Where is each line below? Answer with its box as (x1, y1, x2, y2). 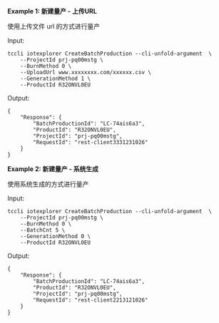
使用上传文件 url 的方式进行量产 (7, 22, 101, 31)
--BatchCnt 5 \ (20, 227, 66, 234)
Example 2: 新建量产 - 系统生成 (7, 165, 98, 173)
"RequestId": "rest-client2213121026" (33, 297, 148, 304)
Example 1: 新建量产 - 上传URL (7, 7, 98, 15)
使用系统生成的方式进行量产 (7, 180, 89, 188)
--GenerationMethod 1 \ (20, 75, 91, 82)
